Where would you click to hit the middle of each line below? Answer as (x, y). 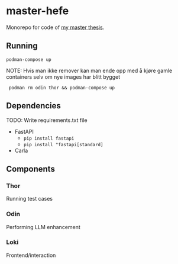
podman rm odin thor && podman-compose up (62, 88)
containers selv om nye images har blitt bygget (63, 77)
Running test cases (30, 199)
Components (30, 169)
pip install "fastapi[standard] (63, 144)
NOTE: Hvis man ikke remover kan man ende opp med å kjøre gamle (89, 70)
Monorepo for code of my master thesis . (55, 27)
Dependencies (33, 106)
